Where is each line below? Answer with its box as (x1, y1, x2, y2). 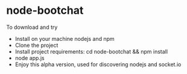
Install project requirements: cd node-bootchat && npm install (14, 48, 168, 55)
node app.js (14, 54, 45, 61)
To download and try (6, 23, 58, 31)
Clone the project (14, 42, 59, 49)
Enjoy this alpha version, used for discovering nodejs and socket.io (14, 61, 182, 68)
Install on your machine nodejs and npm (14, 35, 115, 42)
